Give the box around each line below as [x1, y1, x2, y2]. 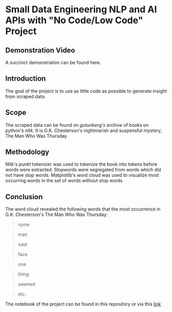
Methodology [5, 148, 50, 157]
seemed [17, 281, 35, 287]
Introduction [5, 74, 46, 83]
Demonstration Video [5, 46, 75, 54]
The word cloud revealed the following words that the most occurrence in [5, 206, 161, 212]
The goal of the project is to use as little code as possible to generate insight [5, 88, 167, 94]
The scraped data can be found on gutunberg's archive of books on [5, 122, 149, 128]
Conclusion [5, 192, 43, 201]
